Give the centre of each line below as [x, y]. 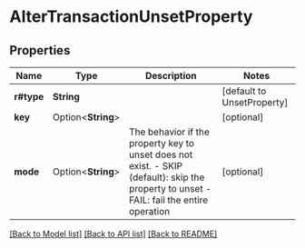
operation [149, 211]
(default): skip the [167, 177]
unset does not [161, 154]
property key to [162, 143]
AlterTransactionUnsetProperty [131, 17]
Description [171, 76]
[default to [244, 91]
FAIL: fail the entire [168, 200]
